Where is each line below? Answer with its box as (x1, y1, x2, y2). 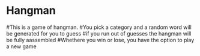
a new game (6, 43, 37, 50)
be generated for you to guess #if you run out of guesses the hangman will (6, 30, 192, 37)
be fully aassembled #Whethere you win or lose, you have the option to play (6, 36, 195, 43)
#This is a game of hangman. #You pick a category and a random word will (6, 23, 192, 31)
